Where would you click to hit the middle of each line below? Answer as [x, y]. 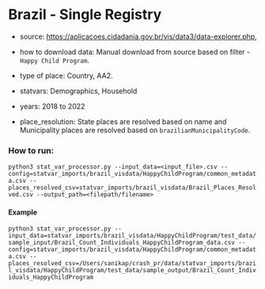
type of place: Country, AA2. [66, 75]
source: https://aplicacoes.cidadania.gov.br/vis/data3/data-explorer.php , [138, 36]
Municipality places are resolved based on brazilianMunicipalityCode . [135, 130]
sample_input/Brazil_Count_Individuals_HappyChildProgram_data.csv [122, 243]
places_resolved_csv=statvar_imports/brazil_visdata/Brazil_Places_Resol [132, 188]
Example [23, 212]
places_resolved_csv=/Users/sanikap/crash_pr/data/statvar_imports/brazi [132, 264]
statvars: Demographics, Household [78, 91]
